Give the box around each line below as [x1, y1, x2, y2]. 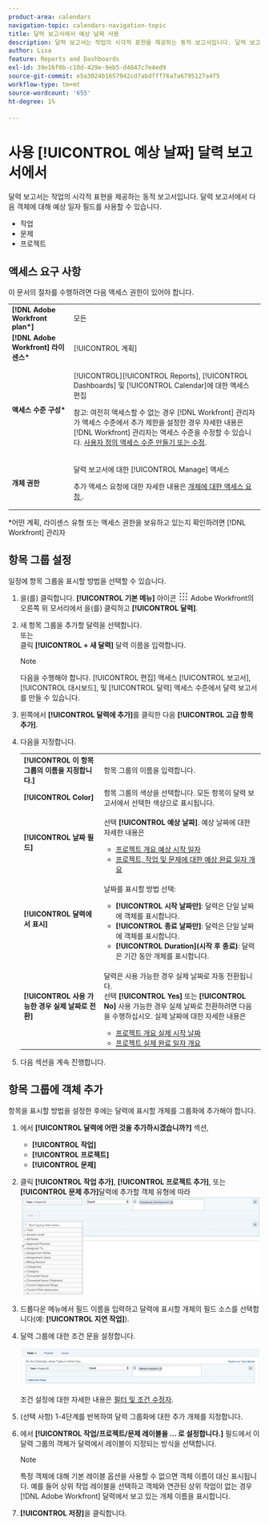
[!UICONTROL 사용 [23, 991, 86, 1000]
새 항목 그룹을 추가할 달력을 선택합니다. [19, 620, 143, 630]
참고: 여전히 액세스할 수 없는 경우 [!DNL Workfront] [73, 408, 235, 417]
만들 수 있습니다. [28, 693, 80, 702]
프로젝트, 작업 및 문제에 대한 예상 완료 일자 [115, 855, 247, 864]
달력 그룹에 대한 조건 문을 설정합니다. [19, 1330, 136, 1341]
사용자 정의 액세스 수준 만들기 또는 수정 [83, 437, 206, 448]
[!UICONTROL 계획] [73, 343, 138, 352]
